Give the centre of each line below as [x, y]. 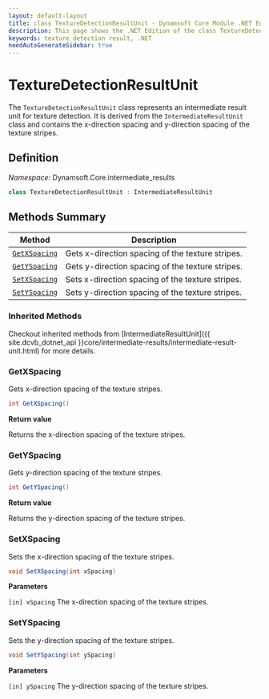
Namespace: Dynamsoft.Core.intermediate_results [92, 177]
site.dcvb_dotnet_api [42, 342]
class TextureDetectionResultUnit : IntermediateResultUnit [111, 192]
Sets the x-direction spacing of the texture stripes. [91, 556]
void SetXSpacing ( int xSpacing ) [62, 571]
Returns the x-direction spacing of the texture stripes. [97, 434]
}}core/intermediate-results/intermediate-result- [158, 342]
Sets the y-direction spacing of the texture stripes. [91, 640]
